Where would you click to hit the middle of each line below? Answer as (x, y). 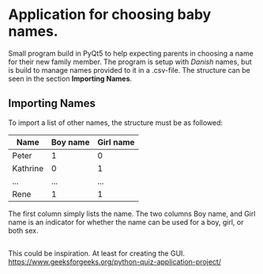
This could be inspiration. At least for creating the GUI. (97, 253)
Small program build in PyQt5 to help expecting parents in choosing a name (131, 53)
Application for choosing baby (110, 15)
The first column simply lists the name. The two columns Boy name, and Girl (132, 213)
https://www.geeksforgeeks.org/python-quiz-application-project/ (115, 262)
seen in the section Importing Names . (70, 78)
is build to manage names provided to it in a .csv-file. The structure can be (129, 70)
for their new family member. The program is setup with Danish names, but (130, 62)
